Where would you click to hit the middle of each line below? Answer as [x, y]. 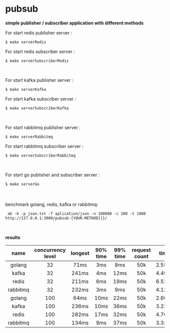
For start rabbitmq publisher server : [43, 127]
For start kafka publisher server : [39, 80]
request [141, 250]
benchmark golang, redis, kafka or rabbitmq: [52, 204]
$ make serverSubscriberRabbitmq [40, 156]
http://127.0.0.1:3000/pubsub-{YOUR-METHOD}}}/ [56, 218]
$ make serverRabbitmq [29, 137]
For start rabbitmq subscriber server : [44, 146]
